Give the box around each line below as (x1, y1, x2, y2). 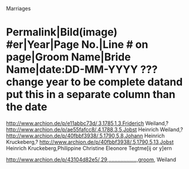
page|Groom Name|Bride (6, 50, 131, 64)
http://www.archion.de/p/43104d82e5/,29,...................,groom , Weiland (6, 156, 177, 163)
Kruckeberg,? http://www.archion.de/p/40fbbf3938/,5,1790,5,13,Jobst (6, 138, 174, 146)
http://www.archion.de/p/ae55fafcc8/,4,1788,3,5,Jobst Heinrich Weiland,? (6, 126, 183, 133)
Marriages (6, 5, 31, 12)
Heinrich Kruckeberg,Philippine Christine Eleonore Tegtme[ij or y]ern (6, 144, 172, 151)
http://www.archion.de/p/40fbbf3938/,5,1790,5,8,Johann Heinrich (6, 132, 166, 139)
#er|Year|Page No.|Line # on (6, 38, 148, 52)
